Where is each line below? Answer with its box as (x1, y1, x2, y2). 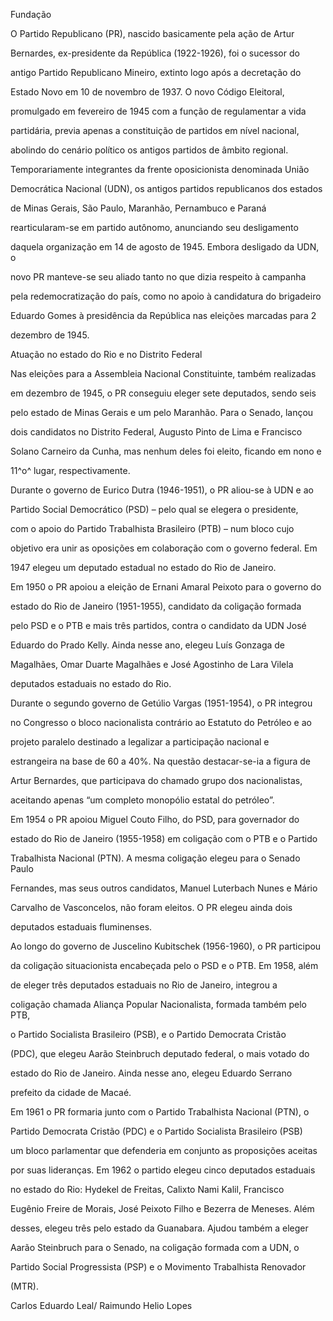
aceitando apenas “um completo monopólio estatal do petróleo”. (10, 794, 275, 806)
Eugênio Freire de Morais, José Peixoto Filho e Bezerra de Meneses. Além (10, 1203, 315, 1214)
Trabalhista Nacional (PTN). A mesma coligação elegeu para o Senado (10, 852, 301, 864)
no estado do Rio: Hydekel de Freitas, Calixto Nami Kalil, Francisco (10, 1184, 285, 1195)
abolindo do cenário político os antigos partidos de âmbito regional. (10, 144, 289, 156)
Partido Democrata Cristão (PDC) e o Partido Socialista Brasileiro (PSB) (10, 1125, 303, 1137)
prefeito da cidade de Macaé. (10, 1087, 132, 1098)
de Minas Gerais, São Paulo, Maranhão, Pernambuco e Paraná (10, 202, 267, 214)
